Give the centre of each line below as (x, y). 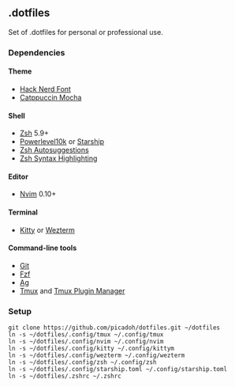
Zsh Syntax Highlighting (58, 158)
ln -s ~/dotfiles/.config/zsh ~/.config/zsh (82, 362)
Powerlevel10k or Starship (62, 142)
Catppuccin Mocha (50, 97)
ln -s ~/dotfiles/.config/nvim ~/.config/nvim (86, 342)
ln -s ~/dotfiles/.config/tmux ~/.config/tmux (86, 335)
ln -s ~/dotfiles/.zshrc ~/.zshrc (65, 376)
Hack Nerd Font (45, 89)
